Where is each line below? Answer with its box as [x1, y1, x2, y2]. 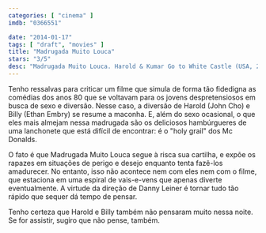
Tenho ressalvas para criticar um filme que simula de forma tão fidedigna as [8, 84, 256, 93]
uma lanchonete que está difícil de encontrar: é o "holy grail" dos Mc [8, 126, 234, 135]
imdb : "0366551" [8, 19, 62, 27]
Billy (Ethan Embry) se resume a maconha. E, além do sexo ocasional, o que [8, 109, 256, 118]
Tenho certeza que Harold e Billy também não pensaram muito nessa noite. [8, 207, 253, 216]
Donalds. [8, 134, 38, 144]
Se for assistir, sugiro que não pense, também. [8, 215, 160, 225]
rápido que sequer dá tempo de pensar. [8, 191, 138, 201]
